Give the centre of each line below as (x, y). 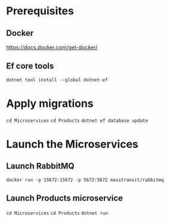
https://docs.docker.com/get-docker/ (52, 47)
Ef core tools (30, 66)
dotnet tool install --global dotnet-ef (57, 80)
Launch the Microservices (72, 144)
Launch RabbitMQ (40, 166)
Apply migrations (50, 103)
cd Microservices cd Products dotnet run (57, 213)
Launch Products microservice (65, 198)
